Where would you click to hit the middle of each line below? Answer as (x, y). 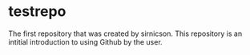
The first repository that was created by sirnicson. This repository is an (125, 33)
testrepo (37, 12)
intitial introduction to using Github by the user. (85, 41)
